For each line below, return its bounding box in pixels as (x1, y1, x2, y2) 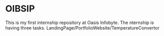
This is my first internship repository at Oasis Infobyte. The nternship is (5, 19, 154, 25)
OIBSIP (5, 3, 35, 14)
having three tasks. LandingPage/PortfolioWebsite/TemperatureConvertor (5, 24, 159, 30)
